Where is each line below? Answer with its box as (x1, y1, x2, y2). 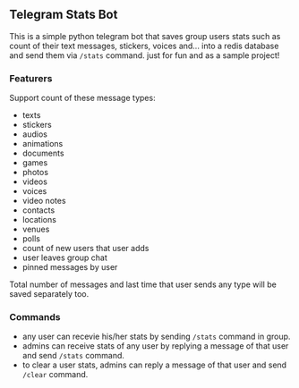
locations (21, 215, 56, 225)
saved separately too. (9, 289, 90, 299)
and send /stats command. (21, 350, 125, 361)
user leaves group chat (21, 252, 107, 263)
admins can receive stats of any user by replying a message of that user (21, 341, 289, 351)
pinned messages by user (21, 262, 118, 273)
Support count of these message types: (9, 93, 156, 104)
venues (21, 224, 50, 235)
